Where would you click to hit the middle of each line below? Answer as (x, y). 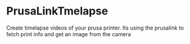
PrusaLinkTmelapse (57, 11)
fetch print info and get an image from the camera (69, 34)
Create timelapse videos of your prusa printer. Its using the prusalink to (95, 28)
